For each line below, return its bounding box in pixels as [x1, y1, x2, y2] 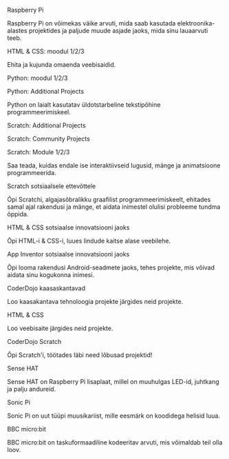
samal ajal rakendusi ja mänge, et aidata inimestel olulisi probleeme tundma [7, 203, 221, 211]
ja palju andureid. [7, 385, 56, 393]
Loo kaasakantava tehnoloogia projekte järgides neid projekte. [7, 298, 184, 305]
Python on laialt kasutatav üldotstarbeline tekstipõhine [7, 101, 161, 109]
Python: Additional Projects [7, 88, 85, 95]
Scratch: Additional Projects [7, 121, 86, 130]
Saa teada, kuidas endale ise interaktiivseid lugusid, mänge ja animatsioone [7, 161, 221, 170]
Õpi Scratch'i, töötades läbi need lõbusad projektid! [7, 351, 153, 359]
